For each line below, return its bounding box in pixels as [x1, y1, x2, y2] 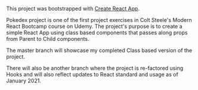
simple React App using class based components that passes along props [6, 29, 188, 36]
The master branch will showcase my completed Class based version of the [6, 47, 193, 54]
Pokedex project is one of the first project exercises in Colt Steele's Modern [6, 17, 192, 23]
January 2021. [6, 77, 42, 84]
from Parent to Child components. [6, 36, 89, 42]
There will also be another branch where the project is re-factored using [6, 65, 184, 72]
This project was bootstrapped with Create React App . [6, 5, 140, 12]
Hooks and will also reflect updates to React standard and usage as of [6, 71, 179, 78]
